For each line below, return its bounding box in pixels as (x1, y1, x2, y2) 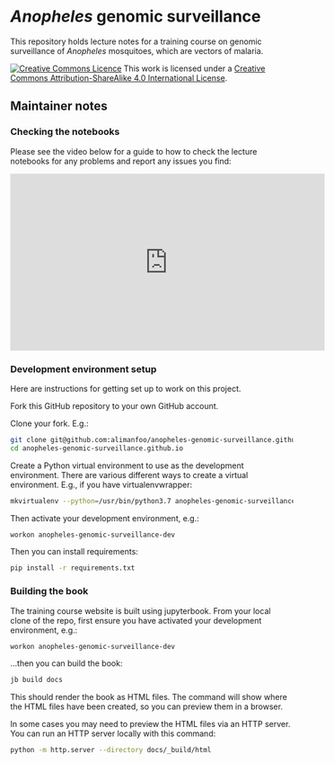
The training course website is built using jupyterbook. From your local (10, 605, 271, 617)
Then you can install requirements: (10, 546, 138, 557)
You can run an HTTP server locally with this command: (10, 728, 216, 739)
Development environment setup (10, 362, 157, 375)
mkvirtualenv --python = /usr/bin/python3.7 (10, 496, 171, 505)
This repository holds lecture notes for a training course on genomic (10, 36, 263, 47)
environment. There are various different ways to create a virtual (10, 469, 249, 480)
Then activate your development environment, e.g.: (10, 512, 200, 523)
